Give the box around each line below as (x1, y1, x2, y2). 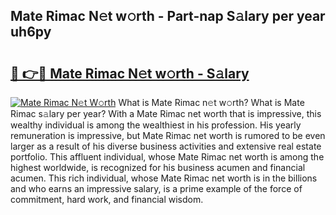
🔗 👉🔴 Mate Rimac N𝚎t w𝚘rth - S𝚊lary (10, 65, 250, 82)
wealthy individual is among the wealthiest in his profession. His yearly (10, 119, 302, 131)
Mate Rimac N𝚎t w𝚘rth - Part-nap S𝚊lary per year (10, 8, 326, 25)
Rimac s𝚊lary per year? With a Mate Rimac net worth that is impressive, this (10, 108, 322, 119)
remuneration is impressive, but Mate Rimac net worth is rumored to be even (10, 130, 326, 141)
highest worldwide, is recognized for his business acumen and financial (10, 162, 306, 173)
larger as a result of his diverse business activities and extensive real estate (10, 140, 322, 152)
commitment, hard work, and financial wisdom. (10, 194, 204, 205)
